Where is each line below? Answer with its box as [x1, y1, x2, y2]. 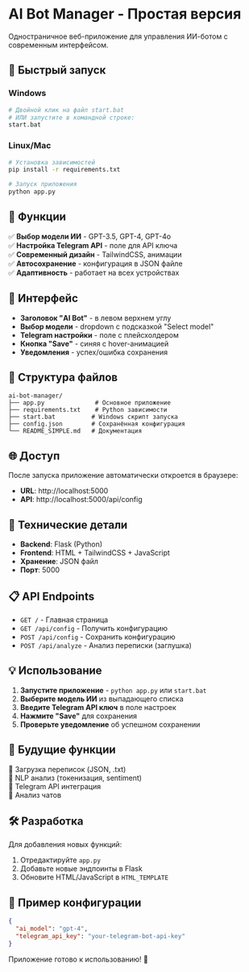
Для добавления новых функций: [8, 840, 122, 849]
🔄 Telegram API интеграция [8, 781, 102, 791]
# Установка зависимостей [8, 158, 95, 166]
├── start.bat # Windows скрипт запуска [8, 413, 179, 422]
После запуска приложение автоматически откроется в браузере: [8, 471, 239, 480]
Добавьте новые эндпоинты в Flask [19, 864, 143, 874]
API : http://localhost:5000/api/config [19, 495, 143, 505]
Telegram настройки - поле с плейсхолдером [19, 330, 179, 339]
